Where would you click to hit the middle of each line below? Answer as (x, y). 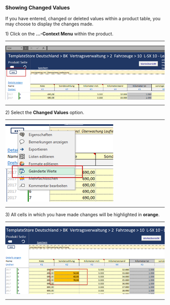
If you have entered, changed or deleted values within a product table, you (83, 19)
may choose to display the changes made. (49, 24)
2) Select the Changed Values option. (45, 112)
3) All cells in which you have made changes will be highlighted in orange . (82, 214)
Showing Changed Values (37, 8)
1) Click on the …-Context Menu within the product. (59, 34)
